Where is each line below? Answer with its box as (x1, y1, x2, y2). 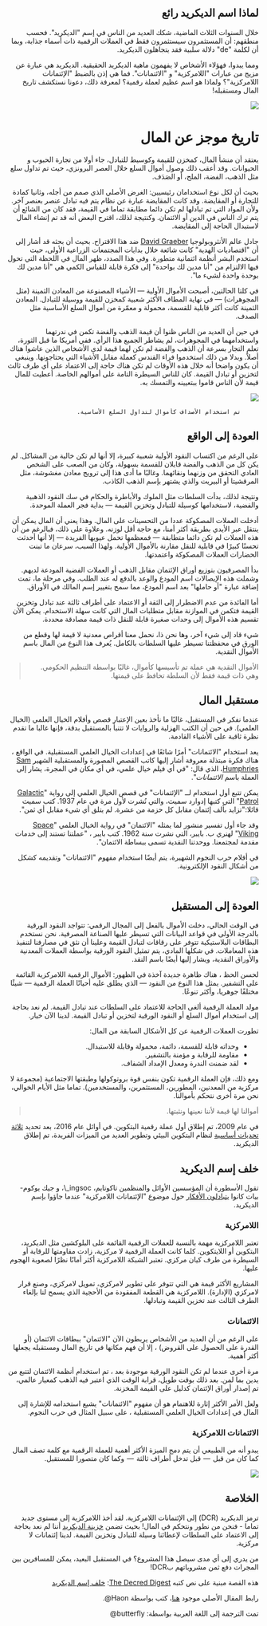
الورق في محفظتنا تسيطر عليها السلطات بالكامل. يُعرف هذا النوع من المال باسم (22, 638, 259, 648)
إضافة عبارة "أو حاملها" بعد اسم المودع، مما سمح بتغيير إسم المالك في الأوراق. (26, 581, 259, 591)
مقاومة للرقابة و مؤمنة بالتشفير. (144, 1050, 239, 1060)
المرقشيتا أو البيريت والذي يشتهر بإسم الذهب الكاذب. (102, 476, 259, 486)
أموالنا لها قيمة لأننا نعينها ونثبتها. (166, 1106, 259, 1116)
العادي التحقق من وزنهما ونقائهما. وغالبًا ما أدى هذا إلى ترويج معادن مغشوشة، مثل (19, 467, 259, 477)
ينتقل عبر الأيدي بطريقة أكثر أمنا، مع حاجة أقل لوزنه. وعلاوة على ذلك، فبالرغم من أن (10, 524, 259, 533)
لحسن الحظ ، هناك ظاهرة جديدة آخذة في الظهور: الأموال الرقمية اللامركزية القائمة (15, 970, 259, 979)
